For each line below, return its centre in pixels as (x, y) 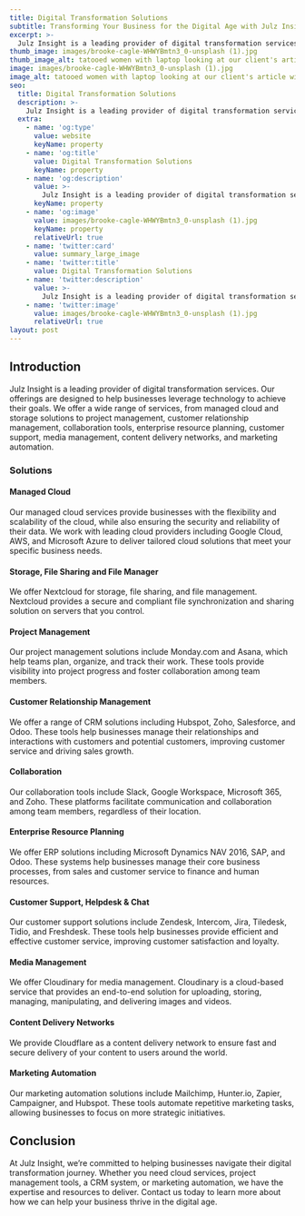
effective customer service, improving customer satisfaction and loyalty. (144, 942)
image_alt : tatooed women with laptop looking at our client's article (148, 77)
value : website (62, 136)
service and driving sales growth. (72, 751)
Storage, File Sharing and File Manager (84, 571)
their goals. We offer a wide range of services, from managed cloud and (144, 408)
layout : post (34, 331)
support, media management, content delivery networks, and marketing (144, 437)
